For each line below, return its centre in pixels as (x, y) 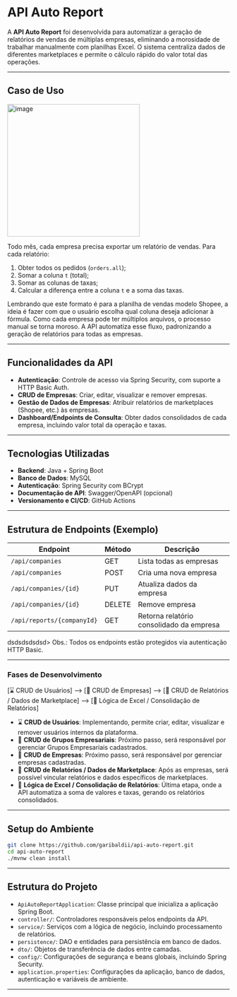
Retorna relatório (166, 616)
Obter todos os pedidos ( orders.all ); (72, 267)
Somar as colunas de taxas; (58, 283)
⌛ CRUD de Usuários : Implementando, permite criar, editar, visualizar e (121, 722)
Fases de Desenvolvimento (55, 675)
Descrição (182, 550)
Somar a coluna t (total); (53, 275)
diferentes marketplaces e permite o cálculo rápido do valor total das (108, 54)
